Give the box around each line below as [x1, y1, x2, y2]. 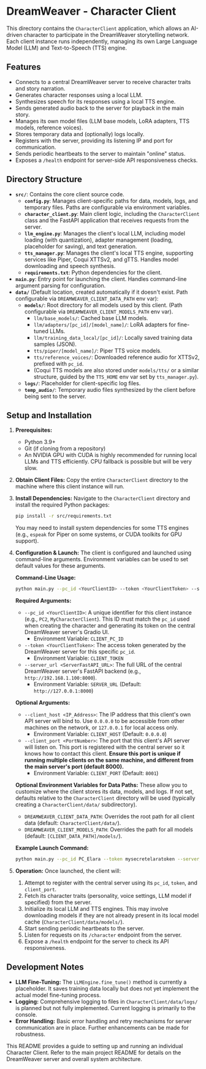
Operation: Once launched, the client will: [15, 867, 121, 875]
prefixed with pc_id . [33, 360, 84, 367]
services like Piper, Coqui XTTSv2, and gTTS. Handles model [24, 256, 179, 263]
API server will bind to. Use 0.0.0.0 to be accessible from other [24, 718, 185, 725]
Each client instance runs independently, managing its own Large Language [6, 37, 197, 45]
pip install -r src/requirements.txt [15, 513, 112, 519]
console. [15, 1011, 37, 1018]
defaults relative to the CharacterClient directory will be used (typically [15, 794, 196, 802]
